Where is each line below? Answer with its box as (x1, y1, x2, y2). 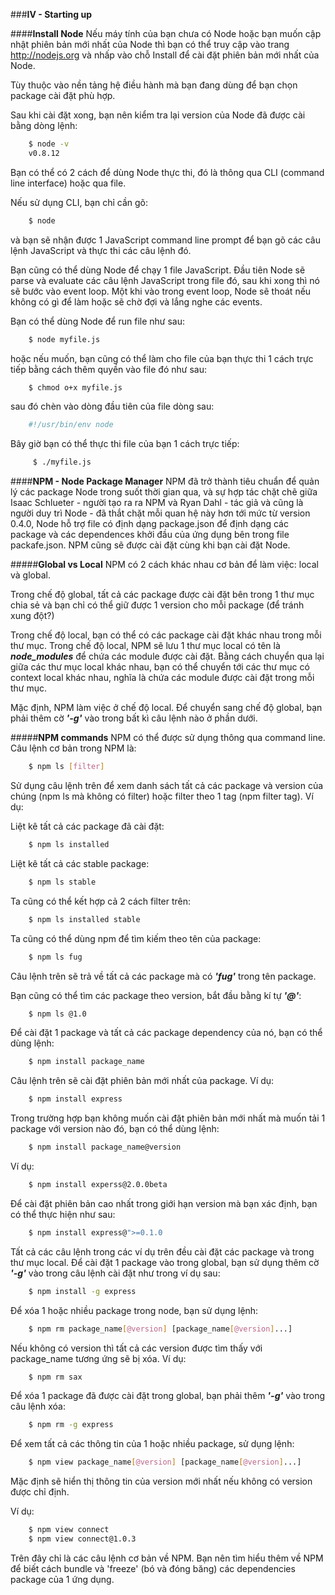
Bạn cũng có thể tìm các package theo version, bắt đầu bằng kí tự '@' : (10, 989, 302, 1001)
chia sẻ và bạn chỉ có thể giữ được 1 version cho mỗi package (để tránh (10, 599, 305, 611)
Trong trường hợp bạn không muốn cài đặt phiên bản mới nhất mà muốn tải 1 (10, 1112, 326, 1124)
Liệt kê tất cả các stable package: (10, 857, 150, 869)
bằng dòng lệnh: (10, 120, 78, 131)
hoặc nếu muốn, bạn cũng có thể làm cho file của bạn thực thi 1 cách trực (10, 352, 314, 364)
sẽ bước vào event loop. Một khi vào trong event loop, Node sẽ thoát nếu (10, 285, 312, 297)
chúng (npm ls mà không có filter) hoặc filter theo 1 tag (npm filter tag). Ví (10, 790, 314, 802)
